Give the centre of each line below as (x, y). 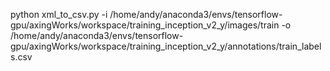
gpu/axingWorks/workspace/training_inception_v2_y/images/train (145, 25)
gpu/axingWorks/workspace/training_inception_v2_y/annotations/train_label (166, 46)
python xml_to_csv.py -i (59, 14)
